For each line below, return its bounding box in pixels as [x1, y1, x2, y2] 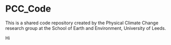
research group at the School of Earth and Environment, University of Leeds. [5, 25, 166, 31]
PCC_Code [5, 3, 51, 15]
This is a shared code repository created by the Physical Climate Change [5, 20, 159, 26]
